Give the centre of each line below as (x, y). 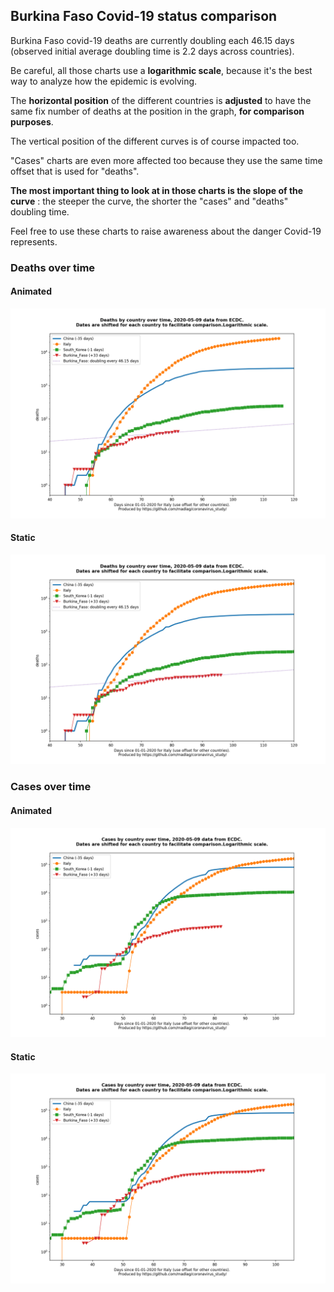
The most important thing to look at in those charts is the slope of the (157, 190)
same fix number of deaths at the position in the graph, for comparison (157, 111)
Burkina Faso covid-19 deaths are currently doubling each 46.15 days (152, 40)
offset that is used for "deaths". (75, 171)
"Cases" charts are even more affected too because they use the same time (166, 160)
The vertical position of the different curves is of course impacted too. (155, 141)
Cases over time (51, 787)
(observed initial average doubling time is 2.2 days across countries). (152, 51)
